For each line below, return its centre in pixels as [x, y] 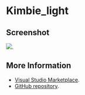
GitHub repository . [37, 86]
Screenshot [28, 33]
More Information [39, 66]
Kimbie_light [38, 11]
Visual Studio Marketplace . [47, 80]
